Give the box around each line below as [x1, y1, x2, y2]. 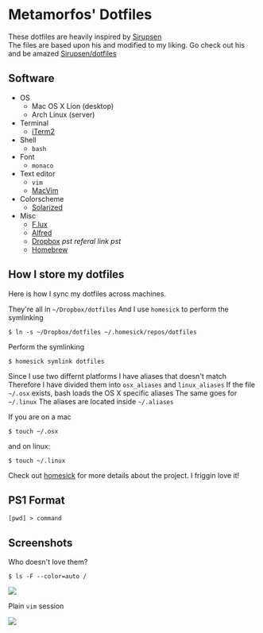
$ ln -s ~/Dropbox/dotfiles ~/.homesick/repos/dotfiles [8, 328, 197, 336]
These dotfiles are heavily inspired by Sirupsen [8, 32, 162, 41]
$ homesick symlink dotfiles [8, 357, 105, 365]
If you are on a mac [8, 411, 72, 422]
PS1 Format [8, 493, 65, 507]
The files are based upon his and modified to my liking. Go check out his [8, 40, 245, 49]
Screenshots [8, 536, 73, 550]
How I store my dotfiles [8, 268, 125, 281]
